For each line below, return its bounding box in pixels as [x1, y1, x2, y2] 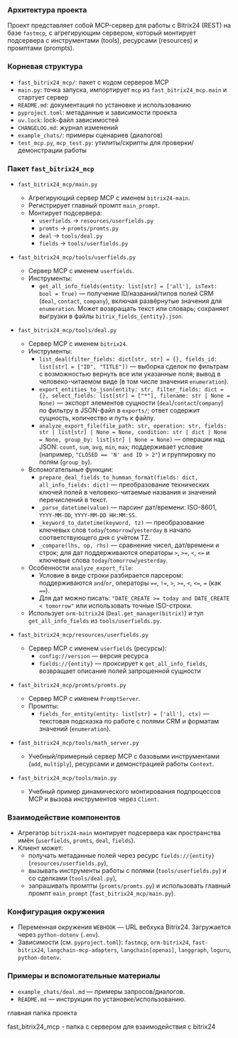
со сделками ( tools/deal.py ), [28, 874, 117, 883]
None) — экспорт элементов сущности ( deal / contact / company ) [38, 398, 224, 407]
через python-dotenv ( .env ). [17, 931, 100, 939]
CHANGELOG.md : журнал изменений [17, 123, 119, 132]
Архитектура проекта [7, 5, 87, 15]
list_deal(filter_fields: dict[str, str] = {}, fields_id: [38, 356, 218, 363]
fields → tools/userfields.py [38, 238, 129, 247]
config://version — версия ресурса [38, 651, 149, 660]
